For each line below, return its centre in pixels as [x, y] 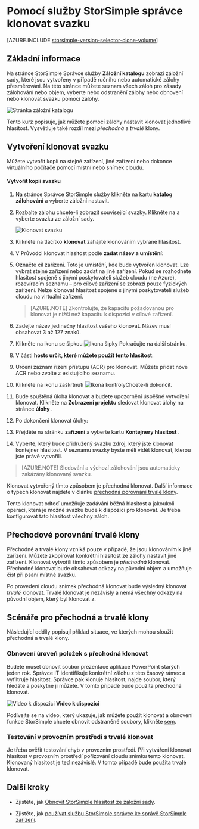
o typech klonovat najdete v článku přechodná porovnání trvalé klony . [92, 492]
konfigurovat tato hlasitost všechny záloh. [58, 516]
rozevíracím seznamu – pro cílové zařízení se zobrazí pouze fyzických [101, 284]
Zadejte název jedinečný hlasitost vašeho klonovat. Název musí [93, 325]
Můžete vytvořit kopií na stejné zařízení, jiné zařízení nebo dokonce [89, 161]
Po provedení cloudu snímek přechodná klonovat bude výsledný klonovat [97, 586]
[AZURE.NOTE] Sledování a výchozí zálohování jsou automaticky [101, 468]
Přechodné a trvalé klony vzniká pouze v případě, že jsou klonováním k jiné [99, 549]
